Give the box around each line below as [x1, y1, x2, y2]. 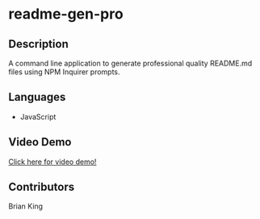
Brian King [8, 201, 43, 211]
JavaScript [19, 112, 57, 121]
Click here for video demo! [8, 157, 97, 166]
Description [8, 37, 69, 51]
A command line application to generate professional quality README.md [8, 58, 253, 68]
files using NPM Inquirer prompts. [8, 67, 120, 77]
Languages [8, 91, 66, 104]
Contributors [8, 180, 75, 194]
